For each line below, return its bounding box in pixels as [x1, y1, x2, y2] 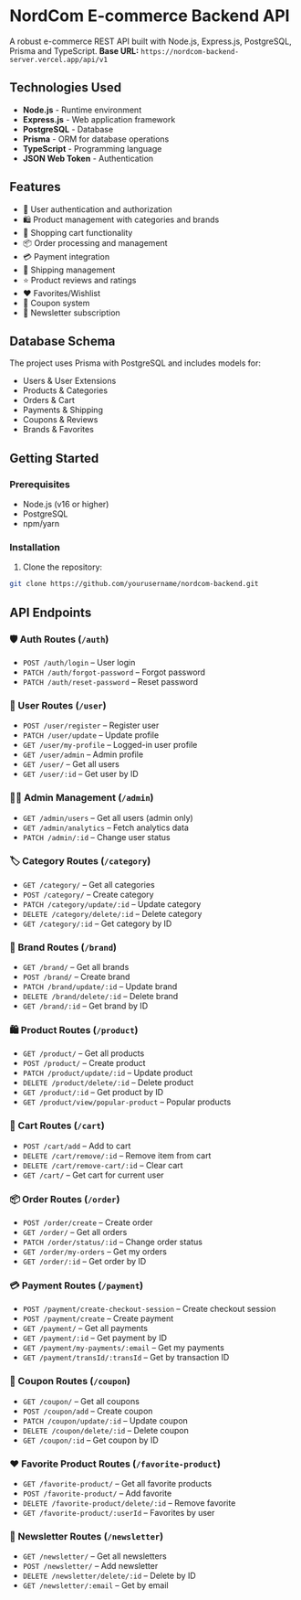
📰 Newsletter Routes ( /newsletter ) [9, 1530, 164, 1542]
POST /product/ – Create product [22, 1058, 146, 1069]
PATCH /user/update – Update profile [22, 730, 160, 741]
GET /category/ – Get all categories [22, 879, 155, 890]
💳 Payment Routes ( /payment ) [9, 1279, 144, 1292]
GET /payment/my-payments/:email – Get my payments [22, 1342, 225, 1353]
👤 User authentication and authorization [22, 203, 173, 215]
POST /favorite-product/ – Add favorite [22, 1488, 172, 1499]
